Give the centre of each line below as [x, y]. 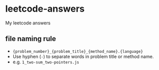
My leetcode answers [28, 23]
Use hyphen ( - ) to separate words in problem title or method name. [83, 56]
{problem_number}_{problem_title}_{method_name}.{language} [78, 51]
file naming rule [31, 39]
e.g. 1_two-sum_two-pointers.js [46, 62]
